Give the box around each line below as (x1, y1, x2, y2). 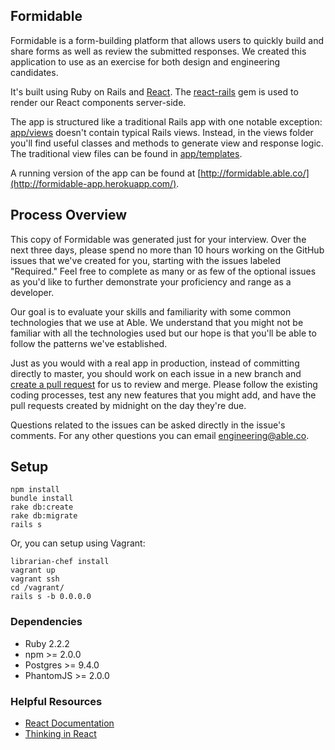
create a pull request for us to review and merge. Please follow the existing (10, 378, 318, 390)
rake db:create (10, 502, 74, 513)
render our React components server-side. (10, 96, 187, 108)
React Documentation (24, 717, 115, 729)
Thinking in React (24, 728, 97, 740)
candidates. (10, 66, 59, 78)
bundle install (10, 494, 74, 504)
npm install (10, 485, 60, 495)
